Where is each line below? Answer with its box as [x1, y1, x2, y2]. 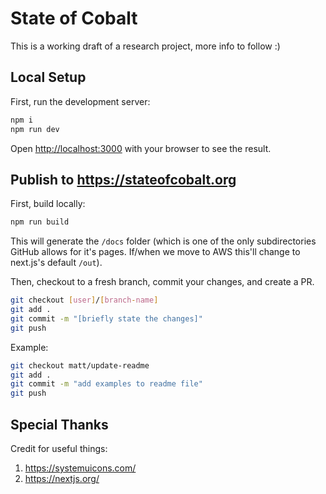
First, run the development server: [10, 95, 151, 107]
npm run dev [10, 124, 60, 134]
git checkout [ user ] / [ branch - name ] [10, 295, 159, 306]
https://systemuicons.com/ [24, 462, 137, 474]
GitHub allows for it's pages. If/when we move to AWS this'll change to [10, 246, 301, 258]
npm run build [10, 217, 70, 227]
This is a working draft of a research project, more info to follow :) [10, 40, 281, 52]
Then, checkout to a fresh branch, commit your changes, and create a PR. [10, 276, 315, 288]
